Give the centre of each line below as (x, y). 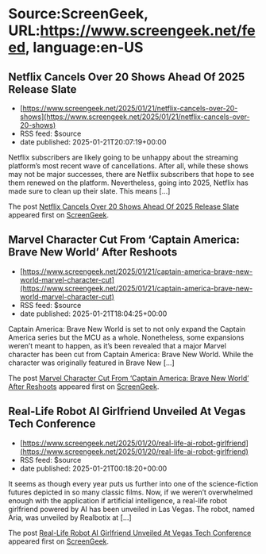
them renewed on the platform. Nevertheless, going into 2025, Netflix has (128, 183)
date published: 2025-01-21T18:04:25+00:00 (93, 314)
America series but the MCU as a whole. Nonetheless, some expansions (126, 337)
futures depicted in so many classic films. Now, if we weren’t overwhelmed (131, 492)
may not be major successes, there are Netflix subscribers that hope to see (131, 174)
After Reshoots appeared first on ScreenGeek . (84, 387)
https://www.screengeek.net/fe (148, 31)
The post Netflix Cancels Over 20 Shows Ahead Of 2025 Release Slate (124, 206)
